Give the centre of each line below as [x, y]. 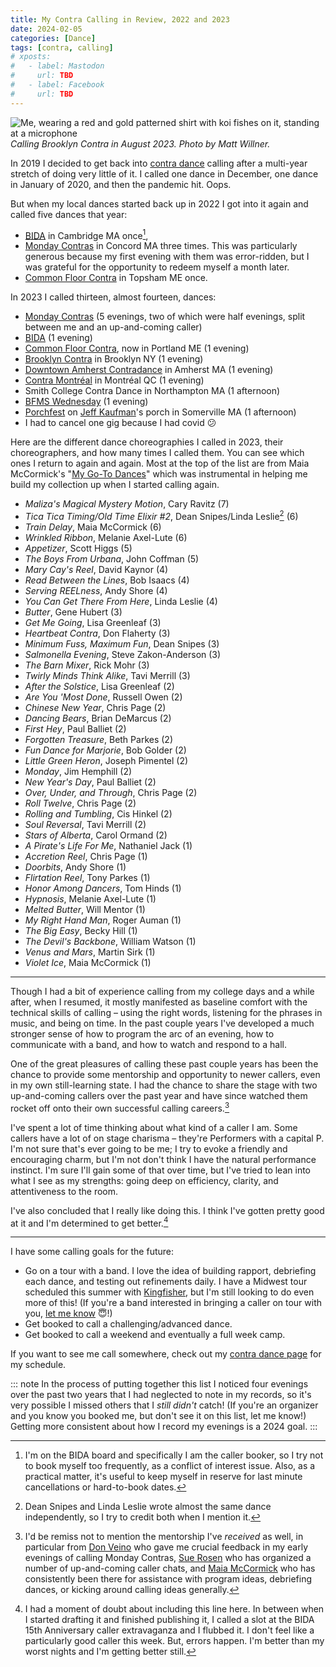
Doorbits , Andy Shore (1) [75, 867]
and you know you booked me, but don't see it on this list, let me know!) [158, 1416]
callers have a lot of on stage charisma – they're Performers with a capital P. [167, 1138]
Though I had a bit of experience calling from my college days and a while [162, 991]
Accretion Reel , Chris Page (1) [86, 856]
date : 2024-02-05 [46, 29]
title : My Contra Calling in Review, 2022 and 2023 [120, 19]
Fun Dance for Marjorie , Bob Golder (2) [105, 750]
